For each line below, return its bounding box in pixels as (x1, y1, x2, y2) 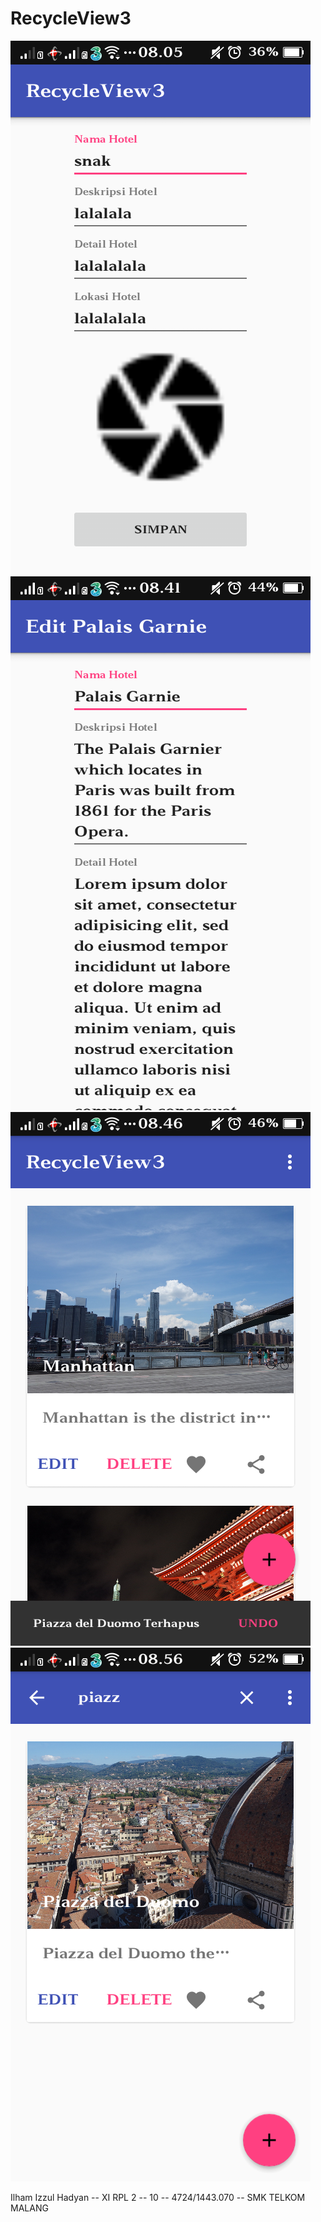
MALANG (10, 2202, 49, 2214)
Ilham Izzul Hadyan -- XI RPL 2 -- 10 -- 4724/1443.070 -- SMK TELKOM (10, 2191, 306, 2203)
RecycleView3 (10, 7, 132, 30)
